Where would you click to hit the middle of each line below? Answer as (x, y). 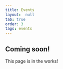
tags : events (19, 29)
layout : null (20, 15)
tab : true (15, 19)
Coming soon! (27, 49)
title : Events (20, 10)
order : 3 (14, 24)
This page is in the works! (32, 61)
